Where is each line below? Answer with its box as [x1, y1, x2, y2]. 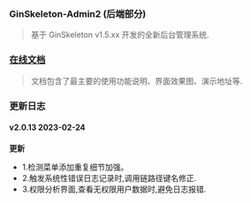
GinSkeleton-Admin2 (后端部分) [9, 7, 147, 19]
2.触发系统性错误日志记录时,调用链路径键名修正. [21, 172, 197, 183]
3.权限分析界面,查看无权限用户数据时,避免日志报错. [21, 184, 207, 194]
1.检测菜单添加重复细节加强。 [21, 162, 129, 172]
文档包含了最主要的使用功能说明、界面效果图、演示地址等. [30, 75, 243, 86]
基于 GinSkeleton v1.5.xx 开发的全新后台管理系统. [30, 29, 209, 41]
